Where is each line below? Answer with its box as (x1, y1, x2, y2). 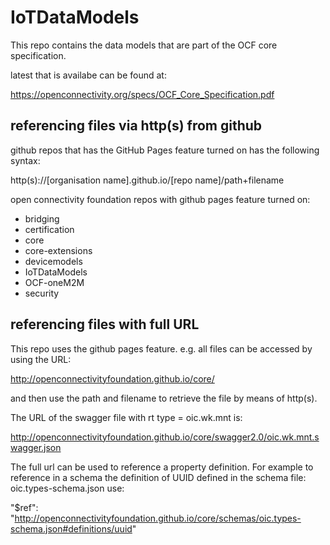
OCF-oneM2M (24, 276, 85, 288)
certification (24, 223, 75, 235)
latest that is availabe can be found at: (10, 69, 167, 81)
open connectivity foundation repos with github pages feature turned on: (10, 193, 311, 205)
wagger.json (10, 441, 62, 453)
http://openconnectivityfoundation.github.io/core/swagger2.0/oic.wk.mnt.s (10, 431, 320, 443)
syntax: (10, 154, 41, 166)
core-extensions (24, 244, 93, 256)
